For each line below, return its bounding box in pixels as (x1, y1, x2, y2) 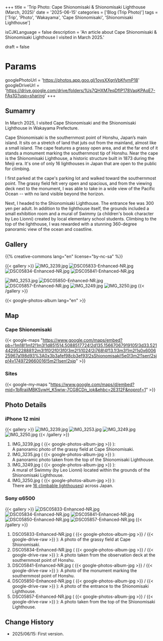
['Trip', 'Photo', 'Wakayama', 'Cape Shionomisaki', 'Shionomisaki (5, 15, 133, 20)
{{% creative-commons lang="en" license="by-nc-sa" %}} (5, 253, 123, 259)
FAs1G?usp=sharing (5, 92, 45, 98)
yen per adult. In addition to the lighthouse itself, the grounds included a (5, 205, 149, 211)
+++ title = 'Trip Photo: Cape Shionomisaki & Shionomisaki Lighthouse (5, 4, 146, 10)
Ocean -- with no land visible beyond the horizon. (5, 191, 105, 197)
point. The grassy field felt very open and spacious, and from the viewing (5, 180, 152, 186)
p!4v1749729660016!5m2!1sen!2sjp (5, 358, 76, 364)
